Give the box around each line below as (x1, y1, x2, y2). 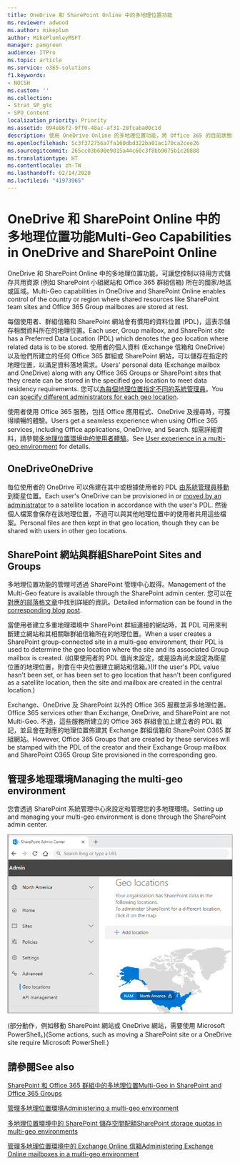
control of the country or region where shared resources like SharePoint (7, 295, 219, 303)
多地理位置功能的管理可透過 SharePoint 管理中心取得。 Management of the (7, 580, 226, 589)
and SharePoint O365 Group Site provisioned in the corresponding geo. (7, 750, 218, 760)
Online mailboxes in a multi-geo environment (7, 1150, 139, 1159)
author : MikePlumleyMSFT (7, 34, 81, 41)
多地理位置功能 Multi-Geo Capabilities (7, 229, 232, 246)
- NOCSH (7, 79, 31, 86)
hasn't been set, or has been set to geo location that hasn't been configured (7, 671, 231, 680)
